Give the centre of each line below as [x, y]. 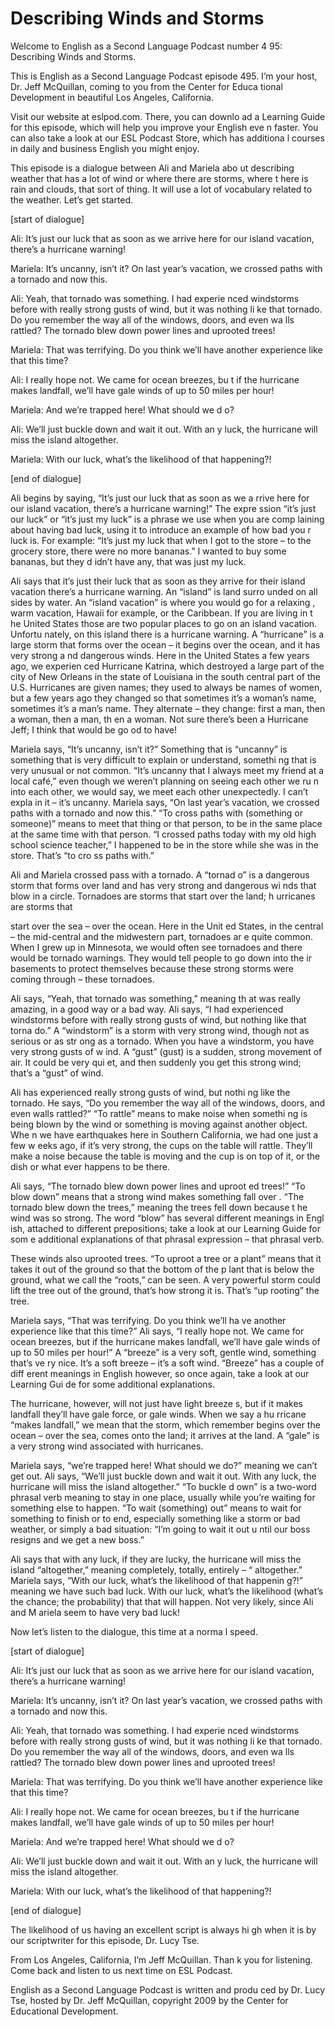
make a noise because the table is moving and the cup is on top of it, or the [165, 1156]
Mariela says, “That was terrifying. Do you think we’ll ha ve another [148, 1320]
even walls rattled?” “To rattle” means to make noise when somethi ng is [159, 1113]
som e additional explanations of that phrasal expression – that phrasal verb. [167, 1239]
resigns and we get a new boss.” [77, 1539]
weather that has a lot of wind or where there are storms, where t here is [159, 178]
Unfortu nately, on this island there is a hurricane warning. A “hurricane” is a [167, 634]
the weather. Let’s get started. [72, 199]
